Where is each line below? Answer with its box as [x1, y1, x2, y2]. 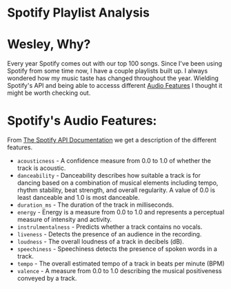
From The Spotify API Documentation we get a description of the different [7, 136, 217, 144]
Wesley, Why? [7, 37, 91, 53]
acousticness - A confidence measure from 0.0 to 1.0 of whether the [17, 157, 212, 165]
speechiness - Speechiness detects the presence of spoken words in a [17, 245, 217, 253]
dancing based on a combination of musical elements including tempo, [17, 178, 219, 187]
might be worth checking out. [7, 88, 91, 97]
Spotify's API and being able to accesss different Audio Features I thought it [7, 82, 223, 90]
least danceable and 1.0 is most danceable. [17, 194, 140, 202]
